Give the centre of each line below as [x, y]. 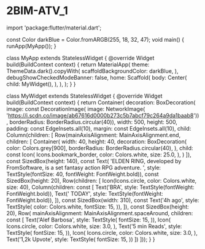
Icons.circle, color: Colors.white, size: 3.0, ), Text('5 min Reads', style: [94, 226]
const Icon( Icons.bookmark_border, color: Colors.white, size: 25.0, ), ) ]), [99, 155]
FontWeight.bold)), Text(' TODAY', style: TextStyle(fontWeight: [85, 193]
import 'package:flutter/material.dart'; [54, 28]
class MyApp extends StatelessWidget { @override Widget [80, 58]
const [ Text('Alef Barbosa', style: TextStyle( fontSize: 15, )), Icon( [88, 220]
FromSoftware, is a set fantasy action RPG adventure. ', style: [84, 167]
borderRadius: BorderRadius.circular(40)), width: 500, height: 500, [93, 122]
